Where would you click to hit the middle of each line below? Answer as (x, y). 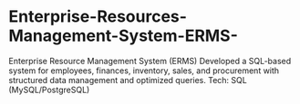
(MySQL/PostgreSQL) (49, 90)
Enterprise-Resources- (98, 17)
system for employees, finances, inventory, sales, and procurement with (144, 71)
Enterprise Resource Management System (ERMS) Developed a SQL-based (150, 61)
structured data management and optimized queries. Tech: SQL (128, 80)
